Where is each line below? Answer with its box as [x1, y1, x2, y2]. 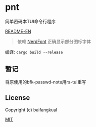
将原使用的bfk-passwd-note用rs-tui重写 [5, 79, 87, 85]
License [5, 93, 30, 102]
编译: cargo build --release [5, 49, 63, 55]
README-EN [5, 28, 31, 34]
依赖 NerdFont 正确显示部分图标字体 [17, 39, 91, 44]
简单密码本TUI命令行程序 [5, 18, 56, 24]
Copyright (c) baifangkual [5, 107, 57, 113]
